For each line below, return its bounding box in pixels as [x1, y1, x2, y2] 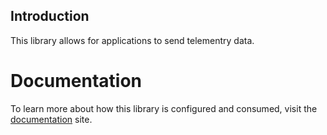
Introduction [10, 8, 90, 25]
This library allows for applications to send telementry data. [10, 34, 255, 46]
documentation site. [10, 113, 93, 125]
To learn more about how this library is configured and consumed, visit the [10, 102, 318, 114]
